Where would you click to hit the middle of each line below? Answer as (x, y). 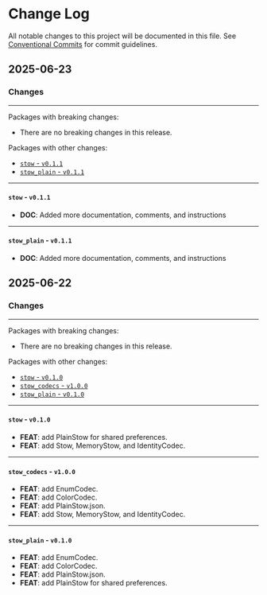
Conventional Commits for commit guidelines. (83, 44)
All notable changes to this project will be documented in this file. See (122, 36)
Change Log (49, 14)
